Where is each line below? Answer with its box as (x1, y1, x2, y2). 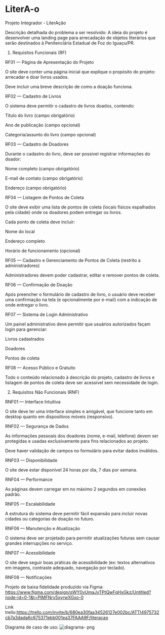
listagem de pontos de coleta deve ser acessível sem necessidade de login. (5, 379, 159, 385)
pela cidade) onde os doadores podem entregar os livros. (5, 209, 122, 215)
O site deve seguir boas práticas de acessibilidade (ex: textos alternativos (5, 559, 155, 565)
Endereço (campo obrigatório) (5, 185, 67, 191)
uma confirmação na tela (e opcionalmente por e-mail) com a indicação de (5, 296, 157, 303)
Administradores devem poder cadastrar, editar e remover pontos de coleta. (5, 272, 160, 278)
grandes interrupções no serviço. (5, 540, 73, 546)
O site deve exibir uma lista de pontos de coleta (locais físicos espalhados (5, 204, 156, 210)
